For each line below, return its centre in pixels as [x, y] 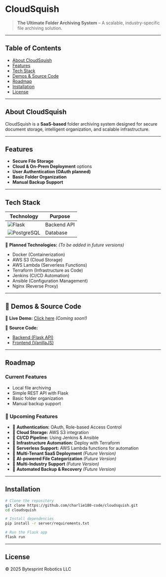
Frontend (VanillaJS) [33, 343]
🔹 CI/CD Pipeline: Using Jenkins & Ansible [55, 437]
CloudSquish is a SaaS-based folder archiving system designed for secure [81, 124]
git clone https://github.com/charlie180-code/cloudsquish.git [72, 505]
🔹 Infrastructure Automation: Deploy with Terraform [66, 443]
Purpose [60, 216]
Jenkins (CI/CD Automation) [41, 276]
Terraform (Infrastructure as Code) [47, 270]
